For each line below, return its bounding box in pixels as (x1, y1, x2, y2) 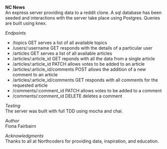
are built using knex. (5, 20, 47, 26)
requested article (12, 82, 48, 88)
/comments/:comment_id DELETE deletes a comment (12, 93, 122, 99)
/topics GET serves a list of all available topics (12, 40, 107, 46)
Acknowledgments (5, 133, 44, 138)
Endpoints (5, 30, 26, 36)
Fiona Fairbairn (5, 123, 36, 129)
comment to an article (12, 72, 58, 77)
